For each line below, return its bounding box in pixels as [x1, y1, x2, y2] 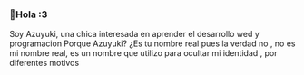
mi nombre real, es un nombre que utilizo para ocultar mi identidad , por [9, 48, 278, 59]
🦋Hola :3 [9, 8, 48, 21]
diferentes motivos [9, 58, 80, 69]
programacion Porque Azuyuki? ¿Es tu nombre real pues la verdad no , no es [9, 38, 296, 49]
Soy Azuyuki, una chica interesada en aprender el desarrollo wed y [9, 29, 260, 40]
